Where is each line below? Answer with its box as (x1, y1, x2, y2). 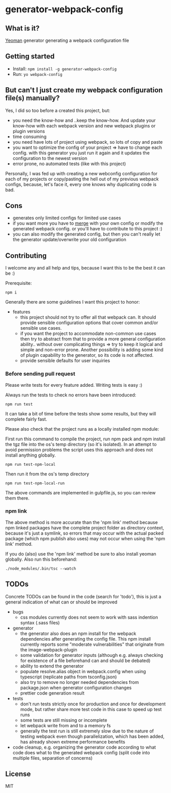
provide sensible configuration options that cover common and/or (20, 320, 158, 326)
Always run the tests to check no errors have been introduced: (5, 391, 136, 398)
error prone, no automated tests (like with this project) (12, 161, 126, 167)
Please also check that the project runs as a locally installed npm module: (5, 426, 159, 432)
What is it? (5, 24, 40, 33)
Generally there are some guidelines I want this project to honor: (5, 299, 140, 305)
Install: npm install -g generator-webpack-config (12, 65, 117, 72)
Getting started (5, 52, 55, 61)
